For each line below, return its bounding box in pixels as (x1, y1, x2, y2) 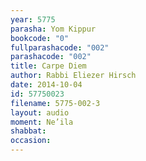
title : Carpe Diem (10, 61, 87, 71)
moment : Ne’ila (10, 117, 74, 127)
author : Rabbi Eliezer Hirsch (10, 71, 137, 81)
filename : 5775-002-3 (10, 98, 101, 108)
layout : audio (10, 107, 70, 118)
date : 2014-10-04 (10, 80, 83, 90)
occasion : (10, 136, 52, 146)
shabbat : (10, 126, 47, 136)
